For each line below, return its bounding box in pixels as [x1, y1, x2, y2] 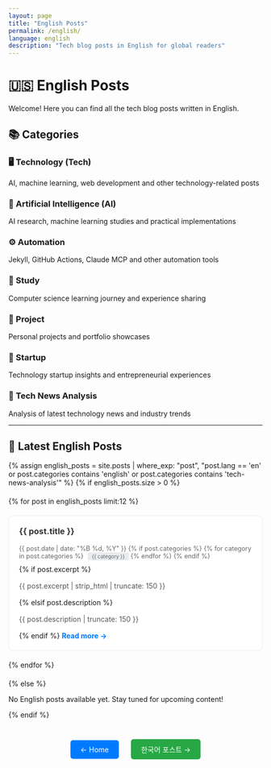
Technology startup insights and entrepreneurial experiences [8, 370, 211, 380]
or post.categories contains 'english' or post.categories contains [8, 469, 223, 479]
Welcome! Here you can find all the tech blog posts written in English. [8, 104, 240, 114]
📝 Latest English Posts [8, 439, 123, 453]
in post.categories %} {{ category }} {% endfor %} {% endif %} [19, 551, 211, 560]
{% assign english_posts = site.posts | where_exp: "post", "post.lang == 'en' [8, 461, 262, 471]
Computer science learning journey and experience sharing [8, 293, 206, 303]
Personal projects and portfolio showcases [8, 331, 151, 341]
